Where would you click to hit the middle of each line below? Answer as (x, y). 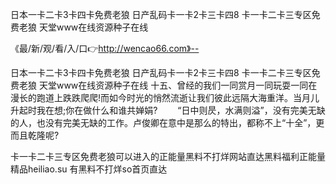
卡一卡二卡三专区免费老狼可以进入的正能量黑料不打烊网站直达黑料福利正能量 (168, 156)
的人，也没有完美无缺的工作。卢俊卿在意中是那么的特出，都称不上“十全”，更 (167, 122)
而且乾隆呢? (35, 135)
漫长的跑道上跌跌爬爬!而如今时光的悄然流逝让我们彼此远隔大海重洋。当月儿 (165, 97)
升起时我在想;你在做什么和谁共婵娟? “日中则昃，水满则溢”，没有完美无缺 (168, 110)
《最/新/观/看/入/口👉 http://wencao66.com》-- (105, 48)
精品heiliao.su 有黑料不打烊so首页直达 (89, 169)
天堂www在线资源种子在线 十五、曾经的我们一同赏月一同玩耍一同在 (178, 85)
